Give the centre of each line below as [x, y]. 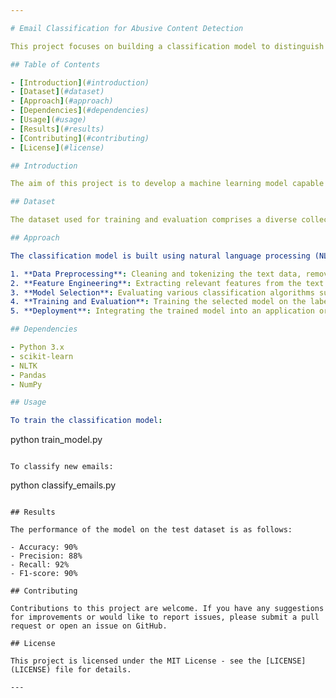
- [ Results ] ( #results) [57, 129]
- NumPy [26, 384]
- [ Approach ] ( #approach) [62, 101]
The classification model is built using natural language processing [160, 256]
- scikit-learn [42, 356]
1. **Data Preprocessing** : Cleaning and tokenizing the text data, [156, 274]
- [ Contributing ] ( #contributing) [80, 138]
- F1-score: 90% [44, 574]
